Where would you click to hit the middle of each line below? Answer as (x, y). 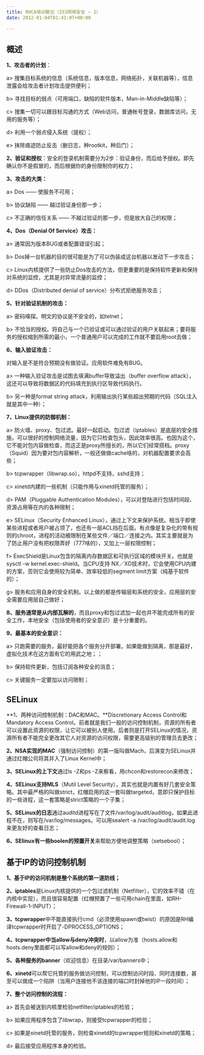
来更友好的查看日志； (33, 828)
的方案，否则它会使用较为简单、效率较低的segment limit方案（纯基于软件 (98, 571)
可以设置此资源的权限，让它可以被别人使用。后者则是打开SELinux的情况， (99, 730)
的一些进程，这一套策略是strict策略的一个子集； (66, 800)
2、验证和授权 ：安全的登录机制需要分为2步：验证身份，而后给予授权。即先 (100, 158)
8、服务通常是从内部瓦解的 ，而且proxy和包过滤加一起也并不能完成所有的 (98, 613)
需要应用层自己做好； (38, 600)
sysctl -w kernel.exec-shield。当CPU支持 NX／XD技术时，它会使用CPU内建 (101, 564)
